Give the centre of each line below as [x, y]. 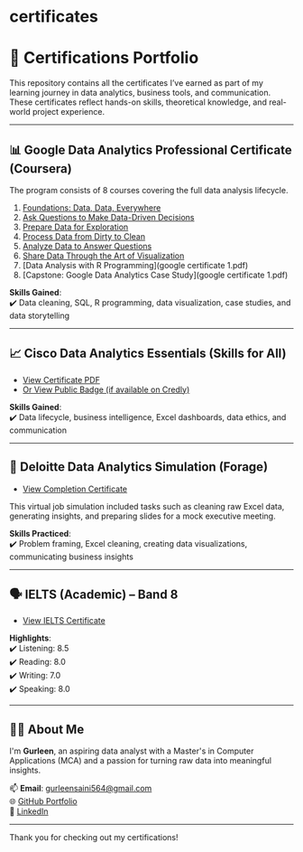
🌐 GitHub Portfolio [44, 801]
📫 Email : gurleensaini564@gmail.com [81, 789]
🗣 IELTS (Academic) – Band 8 [94, 594]
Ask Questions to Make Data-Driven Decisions [108, 217]
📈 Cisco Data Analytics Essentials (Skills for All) [148, 354]
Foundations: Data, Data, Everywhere [92, 207]
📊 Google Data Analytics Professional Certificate [151, 150]
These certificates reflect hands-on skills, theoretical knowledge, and [138, 102]
